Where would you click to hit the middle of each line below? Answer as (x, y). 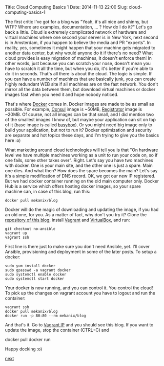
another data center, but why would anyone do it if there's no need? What (79, 53)
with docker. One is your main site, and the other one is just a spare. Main (79, 165)
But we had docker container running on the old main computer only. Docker (82, 181)
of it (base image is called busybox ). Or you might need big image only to (79, 125)
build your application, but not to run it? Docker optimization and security (79, 130)
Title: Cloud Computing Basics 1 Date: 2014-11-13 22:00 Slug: (66, 7)
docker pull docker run (28, 339)
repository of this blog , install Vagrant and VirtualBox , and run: (68, 220)
